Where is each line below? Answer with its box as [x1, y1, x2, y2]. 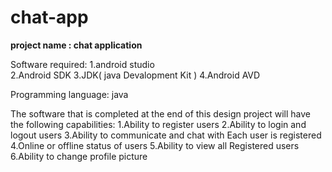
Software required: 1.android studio [10, 58, 155, 70]
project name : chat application [10, 39, 143, 51]
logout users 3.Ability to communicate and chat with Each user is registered [10, 129, 322, 141]
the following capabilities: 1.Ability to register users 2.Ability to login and [10, 118, 307, 130]
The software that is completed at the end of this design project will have [10, 107, 312, 120]
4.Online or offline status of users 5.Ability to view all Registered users [10, 139, 300, 151]
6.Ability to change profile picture [10, 150, 148, 162]
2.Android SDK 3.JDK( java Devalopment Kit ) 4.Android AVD [10, 69, 261, 81]
